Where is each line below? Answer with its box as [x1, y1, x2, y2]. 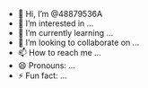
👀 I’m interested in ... [17, 18, 94, 29]
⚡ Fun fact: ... [17, 70, 67, 81]
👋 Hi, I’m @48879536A [17, 9, 103, 19]
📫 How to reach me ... [17, 48, 101, 57]
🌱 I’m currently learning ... [17, 28, 114, 38]
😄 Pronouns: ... [17, 60, 76, 71]
